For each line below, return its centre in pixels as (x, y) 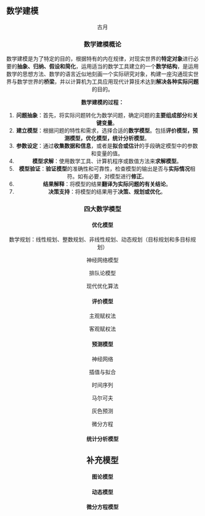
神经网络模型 (103, 260)
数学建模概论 (103, 44)
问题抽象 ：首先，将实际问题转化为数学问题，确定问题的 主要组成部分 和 (104, 116)
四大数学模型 (103, 209)
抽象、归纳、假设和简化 (47, 67)
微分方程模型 (103, 507)
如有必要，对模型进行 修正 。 (112, 177)
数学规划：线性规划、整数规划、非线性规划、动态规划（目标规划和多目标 (100, 240)
